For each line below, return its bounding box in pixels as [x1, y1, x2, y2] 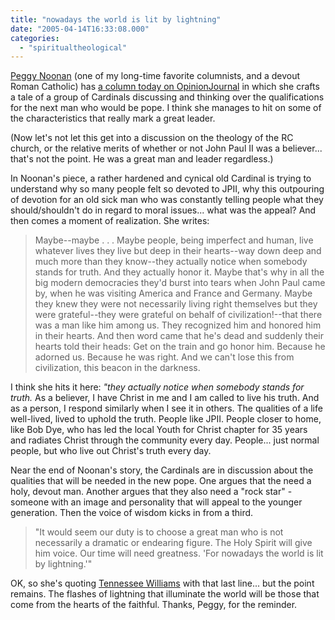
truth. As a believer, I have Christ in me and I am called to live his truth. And [10, 392, 320, 404]
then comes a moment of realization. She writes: [10, 215, 210, 227]
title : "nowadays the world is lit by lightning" [10, 14, 222, 25]
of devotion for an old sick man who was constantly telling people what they [10, 194, 324, 206]
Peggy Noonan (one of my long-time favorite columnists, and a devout [10, 70, 301, 82]
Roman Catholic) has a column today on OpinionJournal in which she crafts [10, 81, 320, 93]
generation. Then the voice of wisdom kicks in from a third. [10, 507, 254, 519]
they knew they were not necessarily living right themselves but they [34, 298, 318, 310]
